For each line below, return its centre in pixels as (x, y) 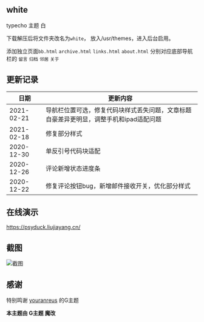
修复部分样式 (64, 133)
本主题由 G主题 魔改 (31, 313)
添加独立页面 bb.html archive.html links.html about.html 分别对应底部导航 (100, 51)
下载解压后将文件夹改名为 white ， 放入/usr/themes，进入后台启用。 (90, 38)
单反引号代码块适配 (73, 151)
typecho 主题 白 (26, 25)
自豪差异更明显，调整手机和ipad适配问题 (104, 119)
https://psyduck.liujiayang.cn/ (43, 227)
